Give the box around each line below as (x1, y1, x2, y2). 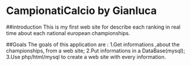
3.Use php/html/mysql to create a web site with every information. (6, 53, 166, 60)
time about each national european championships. (6, 29, 130, 36)
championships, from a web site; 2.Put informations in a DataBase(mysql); (6, 47, 185, 54)
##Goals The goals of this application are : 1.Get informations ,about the (6, 41, 180, 48)
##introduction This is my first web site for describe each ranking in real (6, 23, 181, 30)
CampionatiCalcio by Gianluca (6, 4, 157, 18)
